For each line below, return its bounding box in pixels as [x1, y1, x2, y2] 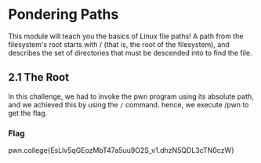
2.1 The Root [8, 71, 69, 84]
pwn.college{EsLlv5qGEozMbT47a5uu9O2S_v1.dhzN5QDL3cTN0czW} [8, 146, 235, 155]
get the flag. [8, 108, 48, 118]
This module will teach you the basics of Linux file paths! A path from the [8, 31, 244, 41]
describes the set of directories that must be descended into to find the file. [8, 48, 252, 57]
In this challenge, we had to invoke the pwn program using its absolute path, [8, 92, 255, 101]
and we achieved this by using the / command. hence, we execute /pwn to [8, 100, 249, 109]
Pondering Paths [8, 5, 119, 24]
